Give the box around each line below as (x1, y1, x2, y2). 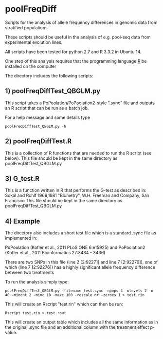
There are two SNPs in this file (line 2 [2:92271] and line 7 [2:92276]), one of (5, 259, 158, 265)
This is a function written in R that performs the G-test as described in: (5, 188, 147, 193)
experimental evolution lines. (5, 39, 63, 45)
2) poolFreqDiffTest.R (5, 137, 72, 146)
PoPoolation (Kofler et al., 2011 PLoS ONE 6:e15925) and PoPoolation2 (5, 245, 145, 250)
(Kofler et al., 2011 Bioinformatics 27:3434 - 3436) (5, 250, 106, 256)
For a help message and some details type (5, 114, 90, 120)
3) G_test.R (5, 174, 40, 183)
